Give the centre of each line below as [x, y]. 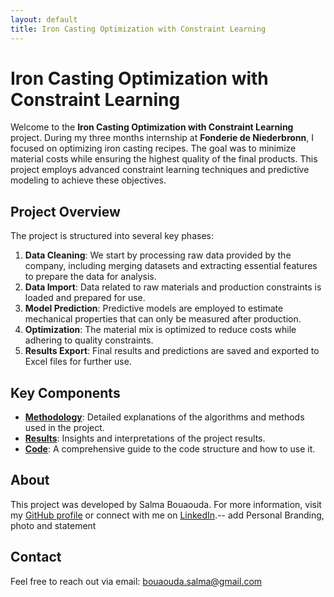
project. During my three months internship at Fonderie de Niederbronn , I [162, 138]
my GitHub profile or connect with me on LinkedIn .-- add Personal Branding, [167, 515]
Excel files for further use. [78, 362]
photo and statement [53, 525]
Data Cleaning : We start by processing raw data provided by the [158, 255]
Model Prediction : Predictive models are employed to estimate [154, 308]
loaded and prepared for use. [85, 298]
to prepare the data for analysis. [90, 277]
